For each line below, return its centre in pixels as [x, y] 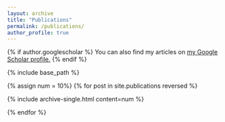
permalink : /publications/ [46, 26]
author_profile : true [38, 33]
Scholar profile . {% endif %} [47, 60]
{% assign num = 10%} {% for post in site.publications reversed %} [103, 86]
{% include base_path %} [43, 73]
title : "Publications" [40, 20]
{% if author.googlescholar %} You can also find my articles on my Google [112, 52]
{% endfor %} [27, 112]
